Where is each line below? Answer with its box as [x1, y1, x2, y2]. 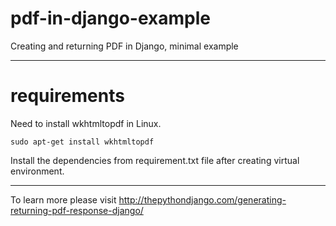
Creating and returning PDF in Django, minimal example [10, 40, 239, 52]
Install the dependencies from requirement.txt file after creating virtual [10, 154, 300, 166]
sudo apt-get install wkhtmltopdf [10, 137, 155, 147]
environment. [10, 165, 65, 177]
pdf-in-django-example [10, 7, 212, 30]
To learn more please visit [10, 193, 117, 206]
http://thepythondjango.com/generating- [118, 193, 287, 206]
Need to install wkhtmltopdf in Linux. [10, 117, 162, 129]
